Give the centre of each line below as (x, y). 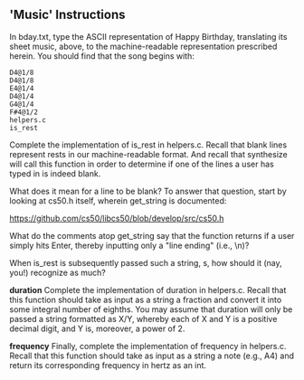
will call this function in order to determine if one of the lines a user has (142, 164)
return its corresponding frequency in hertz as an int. (108, 365)
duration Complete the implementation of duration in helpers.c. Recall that (148, 290)
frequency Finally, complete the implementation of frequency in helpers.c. (148, 346)
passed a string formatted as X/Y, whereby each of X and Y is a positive (143, 318)
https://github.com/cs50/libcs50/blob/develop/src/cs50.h (117, 218)
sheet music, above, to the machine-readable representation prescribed (143, 46)
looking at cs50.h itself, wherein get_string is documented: (118, 200)
